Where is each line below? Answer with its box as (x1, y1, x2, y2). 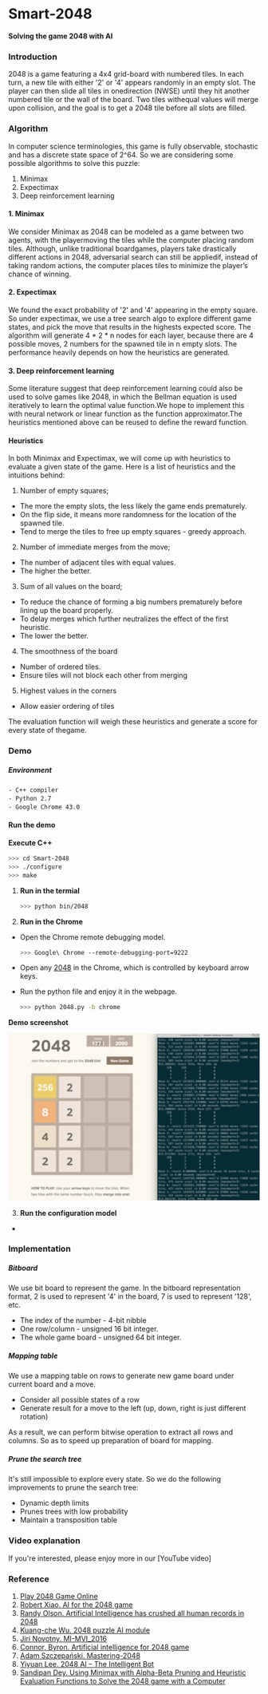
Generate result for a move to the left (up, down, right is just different (19, 1403, 246, 1413)
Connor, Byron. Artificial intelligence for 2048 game (19, 1642, 190, 1652)
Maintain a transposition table (19, 1515, 118, 1525)
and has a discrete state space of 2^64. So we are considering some (8, 149, 234, 160)
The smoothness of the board (19, 647, 118, 656)
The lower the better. (19, 631, 89, 641)
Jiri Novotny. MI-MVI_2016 (19, 1633, 108, 1643)
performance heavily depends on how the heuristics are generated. (8, 347, 230, 357)
